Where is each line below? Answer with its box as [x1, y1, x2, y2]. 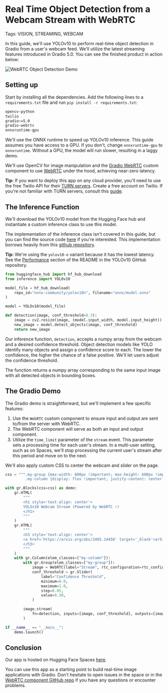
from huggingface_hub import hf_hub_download [5, 272, 101, 277]
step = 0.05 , [40, 588, 64, 593]
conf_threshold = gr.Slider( [31, 570, 93, 575]
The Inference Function [5, 203, 79, 211]
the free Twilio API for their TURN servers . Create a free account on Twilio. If [5, 183, 163, 189]
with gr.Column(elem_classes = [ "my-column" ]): [14, 556, 111, 561]
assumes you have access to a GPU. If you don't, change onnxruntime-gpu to [5, 142, 163, 148]
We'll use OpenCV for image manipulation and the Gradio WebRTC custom [5, 162, 159, 168]
